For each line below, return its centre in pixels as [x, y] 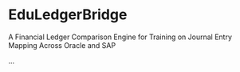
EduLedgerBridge [68, 15]
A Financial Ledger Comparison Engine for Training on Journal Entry [120, 37]
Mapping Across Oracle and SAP [62, 45]
